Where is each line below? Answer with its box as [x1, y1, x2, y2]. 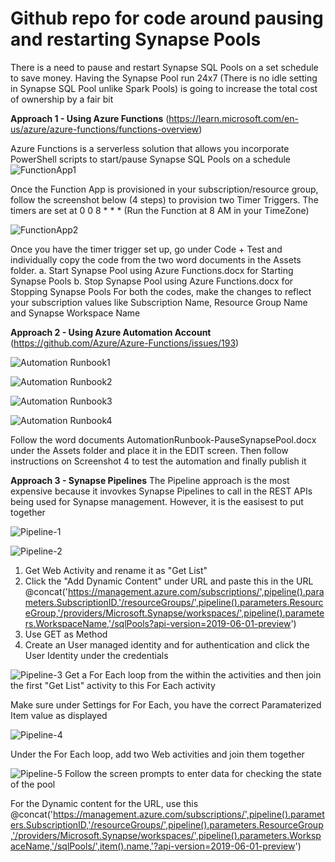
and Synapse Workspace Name [10, 307, 141, 319]
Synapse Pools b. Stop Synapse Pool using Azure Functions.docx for [10, 275, 294, 287]
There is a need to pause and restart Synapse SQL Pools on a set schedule [10, 61, 319, 73]
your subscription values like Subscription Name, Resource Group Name [10, 296, 308, 308]
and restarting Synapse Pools [10, 28, 262, 51]
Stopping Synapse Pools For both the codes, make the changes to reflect [10, 285, 312, 297]
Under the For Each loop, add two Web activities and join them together [10, 748, 305, 760]
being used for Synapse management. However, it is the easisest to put [10, 495, 304, 507]
